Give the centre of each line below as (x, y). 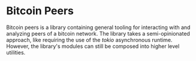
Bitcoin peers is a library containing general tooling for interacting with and (98, 27)
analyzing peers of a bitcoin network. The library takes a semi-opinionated (98, 33)
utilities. (16, 52)
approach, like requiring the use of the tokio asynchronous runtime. (89, 40)
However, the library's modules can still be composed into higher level (93, 46)
